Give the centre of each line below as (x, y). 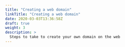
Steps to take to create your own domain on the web (65, 37)
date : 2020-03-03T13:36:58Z (34, 19)
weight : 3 (15, 28)
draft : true (17, 23)
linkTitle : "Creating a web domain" (43, 14)
